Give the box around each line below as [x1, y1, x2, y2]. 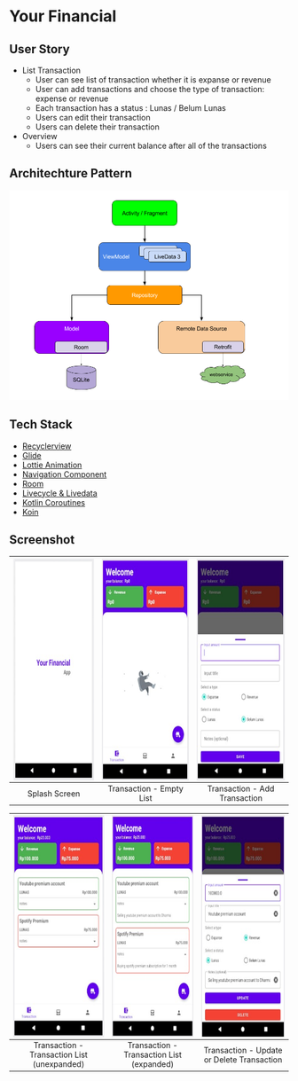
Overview [21, 131, 58, 141]
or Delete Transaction [203, 1054, 283, 1065]
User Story [9, 42, 70, 57]
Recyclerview [21, 441, 72, 451]
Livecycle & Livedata [21, 488, 98, 498]
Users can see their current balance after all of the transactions [35, 140, 268, 151]
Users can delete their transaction [35, 121, 160, 132]
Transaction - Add [207, 783, 275, 795]
